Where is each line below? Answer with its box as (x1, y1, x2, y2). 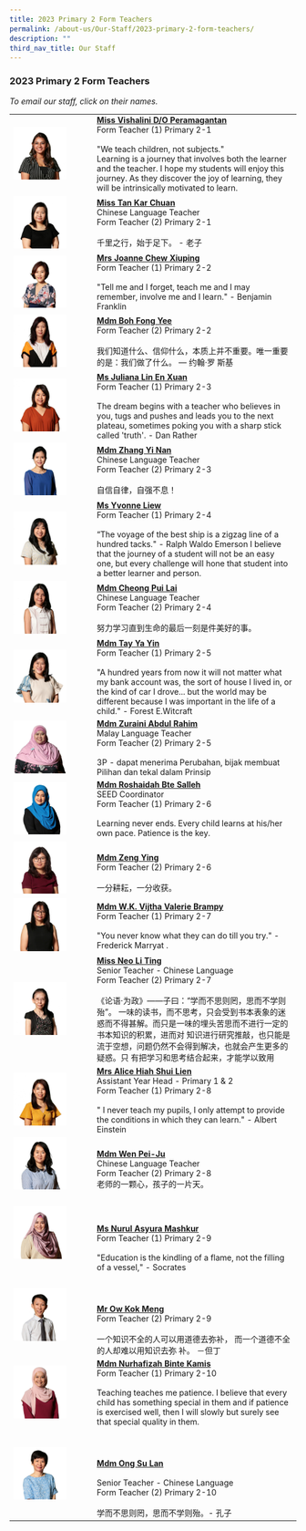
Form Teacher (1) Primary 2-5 (97, 647, 212, 658)
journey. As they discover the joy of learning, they (97, 173, 282, 184)
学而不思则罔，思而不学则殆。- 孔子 (97, 1507, 232, 1518)
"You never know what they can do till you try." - (97, 930, 280, 941)
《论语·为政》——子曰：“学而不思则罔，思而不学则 (97, 995, 287, 1007)
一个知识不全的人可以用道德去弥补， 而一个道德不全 (97, 1333, 291, 1344)
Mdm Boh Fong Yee (97, 316, 173, 326)
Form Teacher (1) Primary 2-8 (97, 1085, 212, 1096)
